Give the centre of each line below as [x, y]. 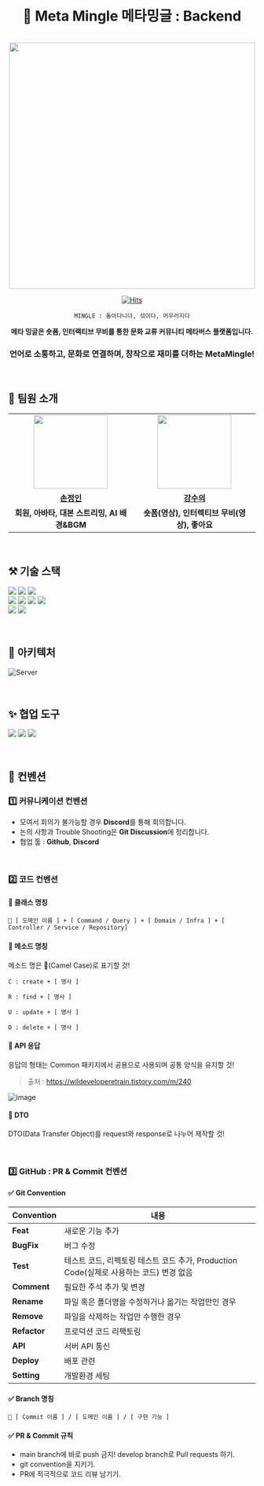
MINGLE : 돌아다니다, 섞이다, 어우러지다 [132, 316]
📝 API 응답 [24, 1046]
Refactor [29, 1331]
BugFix [26, 1246]
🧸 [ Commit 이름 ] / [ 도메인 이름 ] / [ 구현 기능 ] [89, 1417]
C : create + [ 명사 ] [44, 982]
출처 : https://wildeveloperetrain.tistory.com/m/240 [109, 1081]
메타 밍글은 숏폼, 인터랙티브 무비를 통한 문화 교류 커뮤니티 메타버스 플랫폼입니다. [132, 331]
